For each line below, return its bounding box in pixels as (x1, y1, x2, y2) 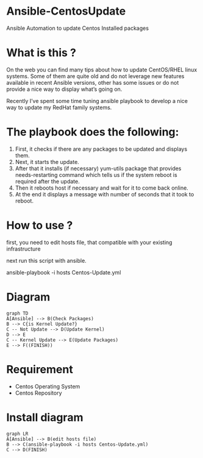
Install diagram (6, 410, 84, 424)
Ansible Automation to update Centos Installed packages (6, 24, 149, 32)
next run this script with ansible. (6, 257, 87, 264)
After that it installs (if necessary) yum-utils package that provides (15, 165, 182, 172)
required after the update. (15, 177, 80, 185)
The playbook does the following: (6, 125, 179, 139)
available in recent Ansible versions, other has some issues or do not (6, 79, 179, 86)
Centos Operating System (15, 382, 80, 390)
